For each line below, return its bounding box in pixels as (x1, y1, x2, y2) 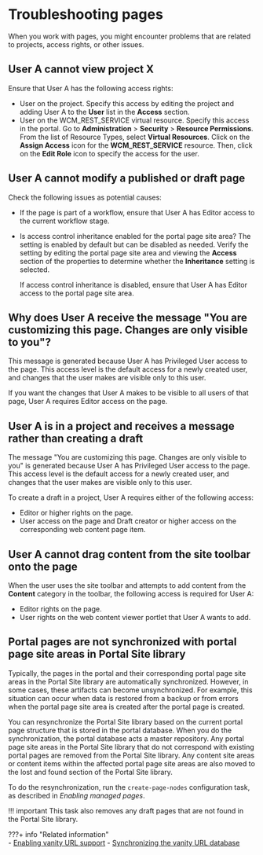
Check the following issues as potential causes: (8, 193, 163, 202)
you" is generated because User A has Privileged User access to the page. (8, 461, 250, 471)
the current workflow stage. (19, 216, 110, 226)
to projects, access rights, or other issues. (8, 39, 144, 49)
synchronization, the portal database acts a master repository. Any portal (8, 733, 245, 743)
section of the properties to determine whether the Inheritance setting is (19, 256, 255, 266)
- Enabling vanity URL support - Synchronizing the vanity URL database (8, 838, 240, 847)
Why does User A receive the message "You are (8, 310, 247, 324)
